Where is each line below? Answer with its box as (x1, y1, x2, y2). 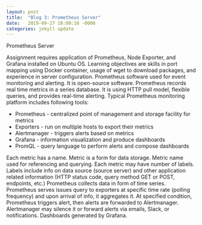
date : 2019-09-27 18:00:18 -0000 (6, 20, 96, 26)
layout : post (6, 8, 39, 15)
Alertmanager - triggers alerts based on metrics (14, 130, 134, 137)
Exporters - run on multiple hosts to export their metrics (14, 123, 154, 130)
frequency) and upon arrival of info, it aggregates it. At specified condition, (6, 192, 192, 200)
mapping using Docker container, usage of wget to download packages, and (6, 67, 196, 74)
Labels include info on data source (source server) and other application (6, 167, 186, 174)
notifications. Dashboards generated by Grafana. (6, 212, 128, 219)
